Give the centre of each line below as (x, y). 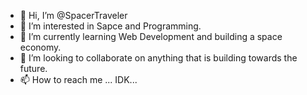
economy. (40, 47)
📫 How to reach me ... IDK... (78, 79)
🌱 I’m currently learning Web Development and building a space (151, 36)
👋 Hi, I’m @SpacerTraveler (73, 15)
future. (33, 68)
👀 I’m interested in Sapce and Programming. (110, 26)
